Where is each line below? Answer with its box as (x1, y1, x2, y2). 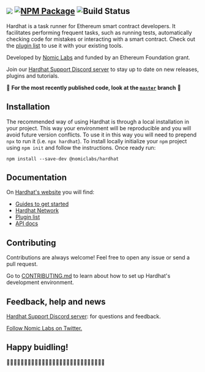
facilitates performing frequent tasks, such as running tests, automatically (6, 29, 192, 36)
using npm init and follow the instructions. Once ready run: (6, 144, 156, 151)
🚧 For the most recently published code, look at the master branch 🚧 (6, 84, 182, 91)
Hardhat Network (15, 207, 59, 214)
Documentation (6, 173, 67, 183)
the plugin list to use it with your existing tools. (6, 42, 124, 49)
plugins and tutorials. (6, 72, 59, 80)
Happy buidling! (6, 342, 69, 352)
